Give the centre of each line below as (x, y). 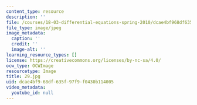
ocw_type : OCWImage (30, 66)
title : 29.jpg (23, 76)
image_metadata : (26, 33)
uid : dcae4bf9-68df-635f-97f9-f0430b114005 (60, 82)
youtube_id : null (33, 93)
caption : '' (26, 38)
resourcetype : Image (31, 71)
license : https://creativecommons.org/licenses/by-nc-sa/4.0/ (84, 60)
